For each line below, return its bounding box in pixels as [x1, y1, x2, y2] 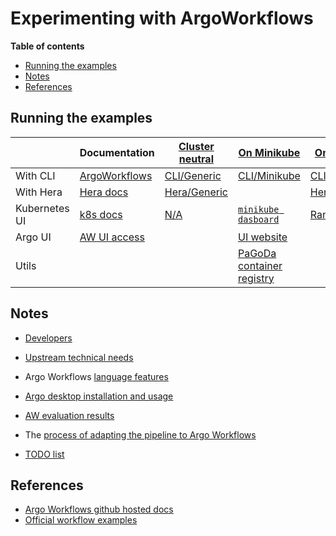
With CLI [15, 168, 56, 182]
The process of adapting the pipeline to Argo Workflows [24, 428, 257, 441]
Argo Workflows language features [24, 370, 169, 382]
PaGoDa [237, 246, 277, 260]
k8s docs [79, 207, 123, 221]
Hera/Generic [164, 185, 228, 199]
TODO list [24, 448, 65, 460]
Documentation [79, 145, 155, 159]
